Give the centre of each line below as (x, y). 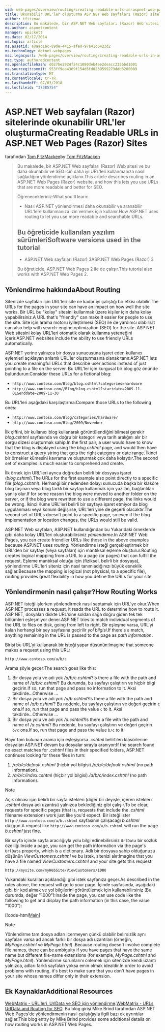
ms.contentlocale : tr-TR (30, 78)
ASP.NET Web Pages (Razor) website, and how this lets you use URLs (88, 182)
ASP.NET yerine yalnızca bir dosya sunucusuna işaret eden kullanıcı (74, 353)
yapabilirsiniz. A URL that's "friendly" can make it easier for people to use (79, 317)
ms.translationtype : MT (29, 74)
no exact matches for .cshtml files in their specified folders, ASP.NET (75, 750)
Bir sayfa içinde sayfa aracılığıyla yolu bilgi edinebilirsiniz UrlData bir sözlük (81, 840)
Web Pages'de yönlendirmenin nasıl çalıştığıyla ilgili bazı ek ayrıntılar (74, 1014)
